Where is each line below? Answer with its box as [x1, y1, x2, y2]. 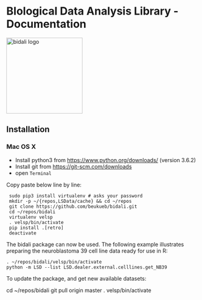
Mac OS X [6, 143, 37, 151]
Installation [6, 124, 50, 135]
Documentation [6, 17, 87, 31]
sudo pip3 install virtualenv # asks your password [9, 193, 143, 199]
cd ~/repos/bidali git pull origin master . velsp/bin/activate [6, 287, 151, 294]
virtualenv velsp [9, 214, 53, 220]
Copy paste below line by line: [6, 181, 82, 188]
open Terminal [15, 169, 52, 177]
